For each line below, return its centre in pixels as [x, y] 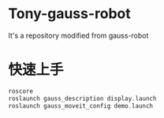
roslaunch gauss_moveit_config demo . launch [81, 106]
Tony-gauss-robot [70, 14]
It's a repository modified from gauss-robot [78, 35]
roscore [21, 91]
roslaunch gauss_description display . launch [82, 98]
